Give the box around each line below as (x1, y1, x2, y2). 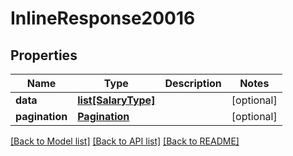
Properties (10, 47, 78, 64)
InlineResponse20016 (10, 7, 196, 30)
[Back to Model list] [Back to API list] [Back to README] (10, 135, 240, 147)
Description (164, 77, 222, 90)
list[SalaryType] (77, 93, 156, 107)
